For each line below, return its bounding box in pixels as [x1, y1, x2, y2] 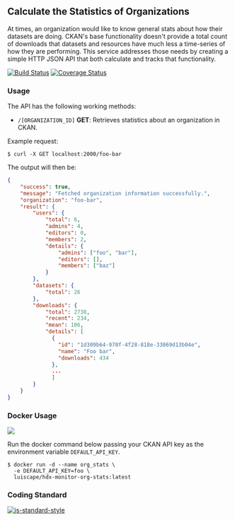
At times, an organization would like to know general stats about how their [7, 24, 223, 33]
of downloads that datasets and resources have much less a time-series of [7, 39, 226, 48]
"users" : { [33, 210, 65, 217]
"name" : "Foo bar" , [57, 348, 115, 355]
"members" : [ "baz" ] [57, 262, 115, 270]
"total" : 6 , [45, 216, 81, 224]
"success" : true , [20, 183, 71, 190]
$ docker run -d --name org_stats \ [7, 462, 115, 469]
